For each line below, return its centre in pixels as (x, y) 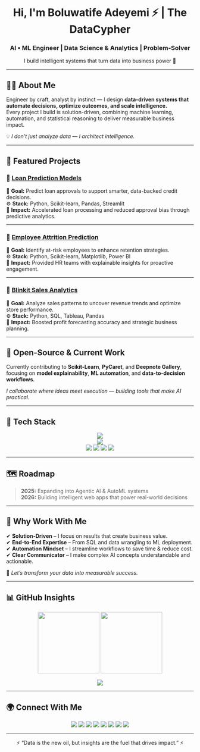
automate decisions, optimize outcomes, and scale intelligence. (87, 106)
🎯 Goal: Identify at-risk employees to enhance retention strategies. (88, 250)
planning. (18, 328)
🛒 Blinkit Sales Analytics (42, 290)
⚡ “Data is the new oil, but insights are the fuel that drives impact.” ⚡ (100, 743)
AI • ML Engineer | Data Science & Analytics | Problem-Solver (100, 48)
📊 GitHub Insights (41, 598)
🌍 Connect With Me (44, 708)
